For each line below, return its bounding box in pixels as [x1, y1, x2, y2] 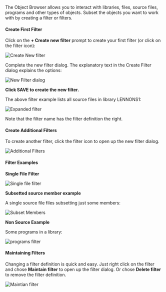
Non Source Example [5, 219, 50, 225]
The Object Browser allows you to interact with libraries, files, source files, [5, 4, 158, 10]
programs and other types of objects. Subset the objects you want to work [5, 9, 159, 15]
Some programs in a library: [5, 228, 62, 234]
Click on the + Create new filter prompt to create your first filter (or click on [5, 37, 161, 43]
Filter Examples [5, 159, 38, 165]
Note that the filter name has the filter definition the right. [5, 116, 123, 122]
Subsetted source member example [5, 190, 81, 196]
